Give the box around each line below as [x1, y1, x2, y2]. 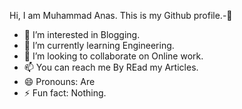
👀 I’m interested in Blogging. [23, 29, 141, 40]
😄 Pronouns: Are [23, 76, 96, 87]
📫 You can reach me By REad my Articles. [23, 61, 199, 73]
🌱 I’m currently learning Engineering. [23, 40, 175, 51]
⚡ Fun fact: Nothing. [23, 87, 107, 99]
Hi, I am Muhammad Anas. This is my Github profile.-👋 [9, 10, 233, 21]
